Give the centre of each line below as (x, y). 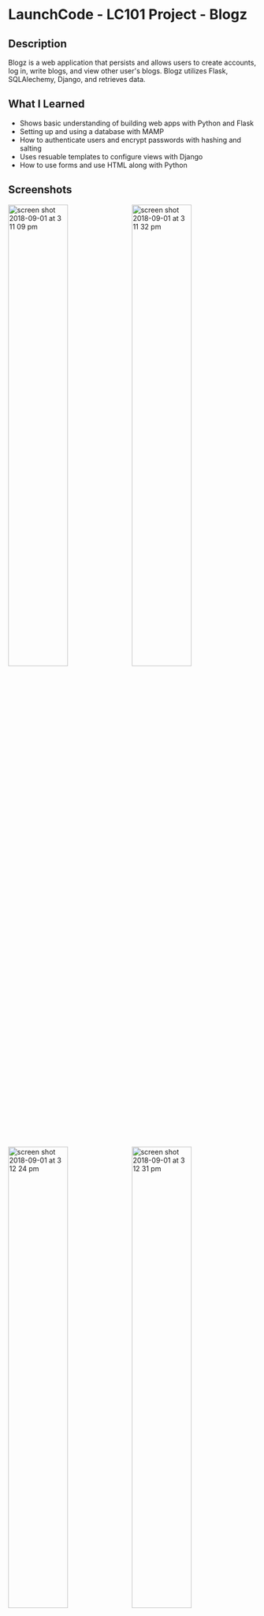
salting (30, 148)
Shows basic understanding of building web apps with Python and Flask (137, 123)
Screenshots (40, 190)
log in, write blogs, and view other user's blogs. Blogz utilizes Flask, (118, 71)
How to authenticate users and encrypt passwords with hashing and (130, 140)
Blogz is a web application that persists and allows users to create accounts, (132, 62)
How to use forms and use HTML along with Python (103, 165)
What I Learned (46, 104)
